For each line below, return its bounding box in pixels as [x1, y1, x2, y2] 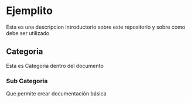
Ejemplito [6, 4, 53, 18]
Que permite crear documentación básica [6, 90, 107, 97]
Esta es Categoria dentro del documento [6, 62, 104, 69]
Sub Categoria [6, 77, 48, 85]
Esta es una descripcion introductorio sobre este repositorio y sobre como [6, 23, 186, 30]
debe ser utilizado [6, 29, 50, 36]
